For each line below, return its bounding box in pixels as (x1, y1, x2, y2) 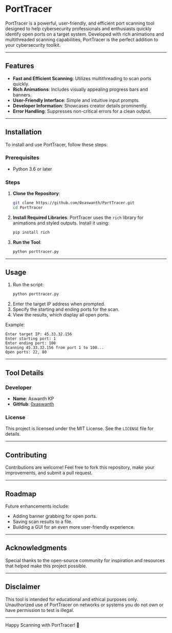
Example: (5, 322, 25, 328)
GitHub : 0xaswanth (12, 401, 54, 407)
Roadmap (5, 489, 37, 498)
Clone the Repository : (12, 191, 60, 197)
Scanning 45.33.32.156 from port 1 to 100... (5, 345, 104, 350)
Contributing (5, 451, 47, 459)
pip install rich (12, 230, 50, 235)
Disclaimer (5, 583, 40, 591)
